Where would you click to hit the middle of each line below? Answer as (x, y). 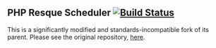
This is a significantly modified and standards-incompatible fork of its (108, 29)
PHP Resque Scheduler (59, 13)
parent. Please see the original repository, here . (76, 37)
